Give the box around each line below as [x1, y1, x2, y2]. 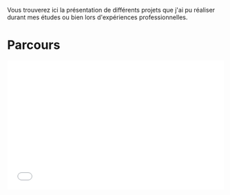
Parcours [7, 37, 61, 53]
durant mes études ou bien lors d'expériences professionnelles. [7, 13, 188, 21]
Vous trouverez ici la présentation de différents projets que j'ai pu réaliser [7, 6, 216, 14]
